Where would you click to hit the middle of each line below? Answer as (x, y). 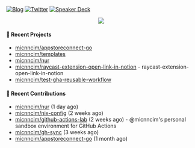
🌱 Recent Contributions (36, 93)
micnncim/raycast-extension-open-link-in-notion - (78, 67)
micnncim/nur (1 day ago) (47, 107)
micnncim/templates (40, 54)
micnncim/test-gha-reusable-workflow (63, 80)
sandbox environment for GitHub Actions (66, 126)
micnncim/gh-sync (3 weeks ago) (57, 132)
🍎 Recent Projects (29, 34)
